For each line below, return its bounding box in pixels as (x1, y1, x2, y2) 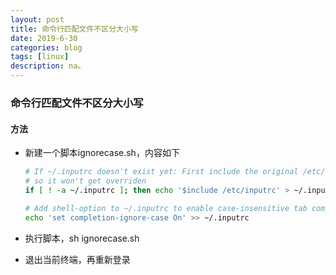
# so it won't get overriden (24, 176, 147, 186)
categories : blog (10, 42, 83, 53)
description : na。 (10, 61, 86, 71)
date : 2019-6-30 (10, 33, 78, 43)
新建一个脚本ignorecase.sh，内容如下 (24, 147, 180, 159)
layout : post (10, 14, 65, 25)
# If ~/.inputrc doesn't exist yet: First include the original (24, 167, 299, 177)
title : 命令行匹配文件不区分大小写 (10, 24, 139, 34)
